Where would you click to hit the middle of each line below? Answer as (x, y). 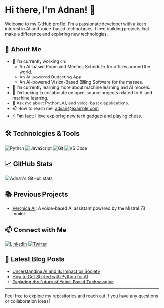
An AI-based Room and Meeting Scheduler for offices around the (85, 66)
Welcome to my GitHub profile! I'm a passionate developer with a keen (76, 24)
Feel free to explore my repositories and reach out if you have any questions (82, 296)
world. (26, 72)
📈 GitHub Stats (29, 164)
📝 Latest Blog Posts (35, 259)
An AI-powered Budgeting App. (51, 77)
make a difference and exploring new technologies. (57, 34)
